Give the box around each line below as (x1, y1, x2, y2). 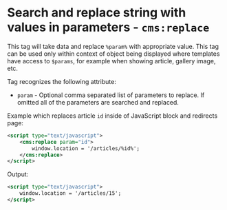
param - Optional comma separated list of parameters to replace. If (17, 91, 205, 99)
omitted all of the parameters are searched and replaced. (17, 98, 179, 106)
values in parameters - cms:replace (7, 19, 210, 35)
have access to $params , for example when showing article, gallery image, (7, 56, 216, 65)
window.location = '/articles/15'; (19, 190, 122, 197)
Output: (7, 170, 29, 178)
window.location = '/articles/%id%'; (32, 145, 140, 152)
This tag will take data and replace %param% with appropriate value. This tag (7, 42, 219, 50)
